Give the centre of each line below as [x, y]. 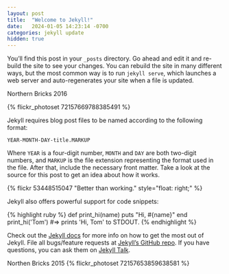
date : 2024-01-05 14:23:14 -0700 [58, 26]
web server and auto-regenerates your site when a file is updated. [100, 80]
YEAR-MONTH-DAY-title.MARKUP [49, 140]
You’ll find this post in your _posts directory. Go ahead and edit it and [105, 58]
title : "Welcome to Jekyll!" [50, 20]
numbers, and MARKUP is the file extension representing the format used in [110, 160]
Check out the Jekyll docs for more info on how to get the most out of [106, 236]
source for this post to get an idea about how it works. [83, 175]
